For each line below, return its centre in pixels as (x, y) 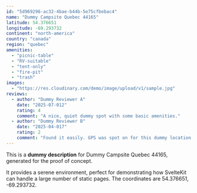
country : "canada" (29, 39)
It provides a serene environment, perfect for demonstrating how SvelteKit (96, 172)
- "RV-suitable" (31, 61)
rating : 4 (29, 110)
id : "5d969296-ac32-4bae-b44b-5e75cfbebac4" (62, 12)
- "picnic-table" (33, 55)
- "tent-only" (29, 66)
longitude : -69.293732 (34, 28)
